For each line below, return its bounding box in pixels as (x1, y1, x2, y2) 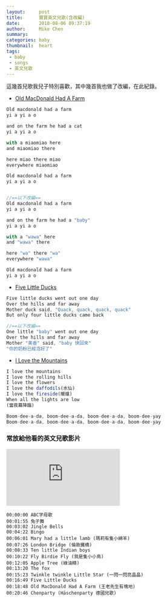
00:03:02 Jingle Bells (6, 523, 64, 530)
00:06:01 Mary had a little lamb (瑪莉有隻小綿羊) (6, 535, 130, 541)
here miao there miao (6, 156, 61, 163)
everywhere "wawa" (6, 256, 53, 262)
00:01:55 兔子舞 (6, 518, 45, 524)
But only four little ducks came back (6, 312, 104, 319)
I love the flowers (6, 380, 56, 386)
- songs (8, 59, 28, 66)
